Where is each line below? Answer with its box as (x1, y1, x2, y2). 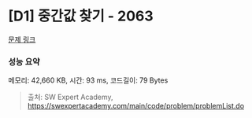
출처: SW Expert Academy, (27, 92, 113, 102)
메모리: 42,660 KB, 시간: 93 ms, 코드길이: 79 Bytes (8, 76, 169, 85)
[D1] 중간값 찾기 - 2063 (8, 7, 154, 25)
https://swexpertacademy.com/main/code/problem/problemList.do (27, 101, 245, 111)
